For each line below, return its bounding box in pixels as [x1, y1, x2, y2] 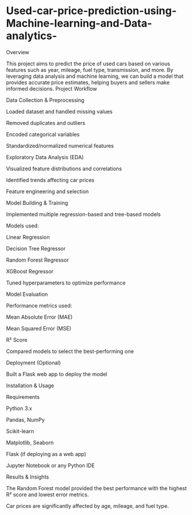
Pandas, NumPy [6, 416, 45, 423]
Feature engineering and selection [6, 187, 89, 195]
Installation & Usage [6, 382, 55, 389]
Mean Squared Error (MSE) [6, 325, 72, 332]
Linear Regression [6, 233, 50, 240]
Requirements [6, 393, 40, 400]
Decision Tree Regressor [6, 245, 66, 252]
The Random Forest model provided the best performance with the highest [6, 484, 187, 491]
